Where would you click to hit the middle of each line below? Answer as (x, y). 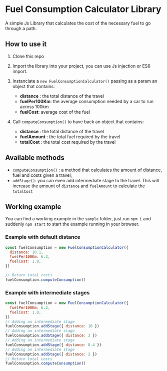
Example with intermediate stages (47, 292)
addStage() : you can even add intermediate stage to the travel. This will (85, 180)
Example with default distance (43, 237)
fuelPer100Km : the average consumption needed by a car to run (87, 101)
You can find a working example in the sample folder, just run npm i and (78, 219)
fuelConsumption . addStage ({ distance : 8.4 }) (53, 345)
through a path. (21, 28)
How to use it (26, 44)
